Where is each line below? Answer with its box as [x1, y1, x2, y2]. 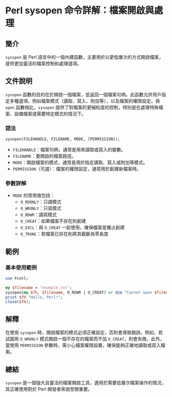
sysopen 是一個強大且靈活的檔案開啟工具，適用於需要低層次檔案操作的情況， [5, 380, 166, 386]
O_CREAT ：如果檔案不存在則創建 [20, 218, 86, 224]
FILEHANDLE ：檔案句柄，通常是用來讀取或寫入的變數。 [12, 147, 126, 153]
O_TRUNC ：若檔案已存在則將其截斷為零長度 [20, 231, 109, 237]
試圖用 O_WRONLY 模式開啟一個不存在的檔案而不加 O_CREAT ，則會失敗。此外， [5, 336, 165, 342]
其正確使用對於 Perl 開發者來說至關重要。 [5, 386, 93, 392]
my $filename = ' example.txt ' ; [5, 285, 72, 290]
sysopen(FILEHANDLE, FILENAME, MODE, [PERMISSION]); [5, 137, 120, 142]
